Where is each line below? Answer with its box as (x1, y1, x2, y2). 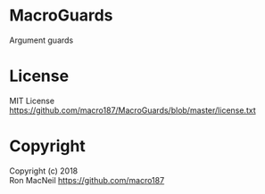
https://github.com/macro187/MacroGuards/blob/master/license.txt (9, 104, 256, 116)
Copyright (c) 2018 (9, 166, 79, 176)
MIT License (9, 95, 55, 106)
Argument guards (9, 35, 74, 45)
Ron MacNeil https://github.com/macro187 (9, 174, 165, 185)
